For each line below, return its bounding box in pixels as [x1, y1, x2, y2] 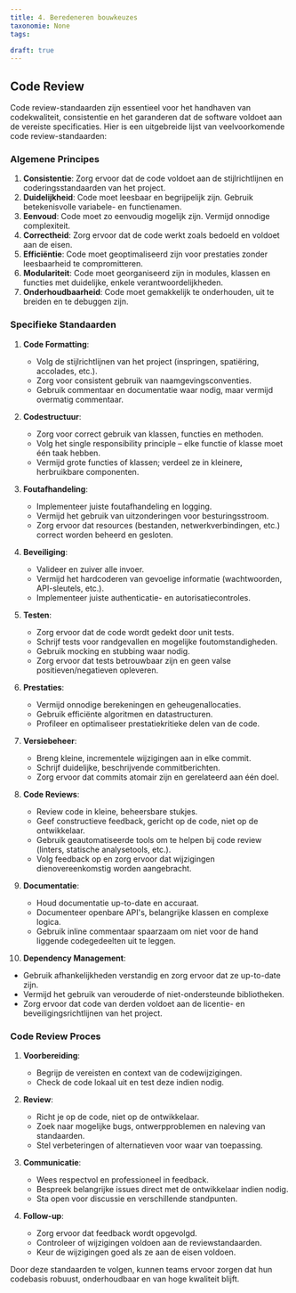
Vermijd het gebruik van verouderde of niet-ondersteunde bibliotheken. [22, 988, 285, 999]
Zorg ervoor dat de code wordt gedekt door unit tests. [36, 626, 235, 637]
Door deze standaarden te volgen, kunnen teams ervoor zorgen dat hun [10, 1264, 273, 1274]
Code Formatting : [22, 339, 90, 349]
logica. [36, 916, 61, 927]
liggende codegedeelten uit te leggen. [36, 935, 176, 945]
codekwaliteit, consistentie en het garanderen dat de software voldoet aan [10, 112, 283, 123]
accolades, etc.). [36, 365, 98, 376]
